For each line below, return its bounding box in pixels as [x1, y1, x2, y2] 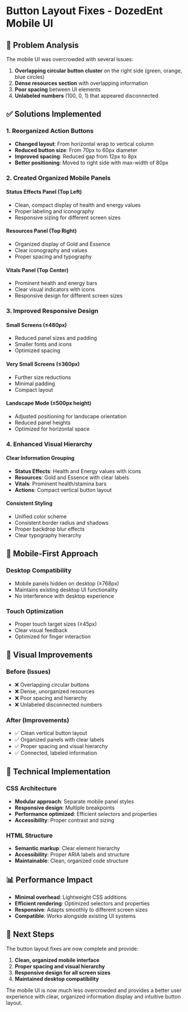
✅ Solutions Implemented [6, 109, 102, 119]
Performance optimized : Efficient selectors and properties [14, 810, 157, 817]
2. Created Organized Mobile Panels [6, 174, 111, 182]
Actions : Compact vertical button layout [14, 486, 112, 493]
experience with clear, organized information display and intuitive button [6, 993, 181, 1000]
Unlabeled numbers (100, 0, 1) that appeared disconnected [14, 92, 159, 99]
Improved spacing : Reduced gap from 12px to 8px [14, 153, 137, 160]
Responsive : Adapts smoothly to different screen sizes [14, 906, 148, 913]
